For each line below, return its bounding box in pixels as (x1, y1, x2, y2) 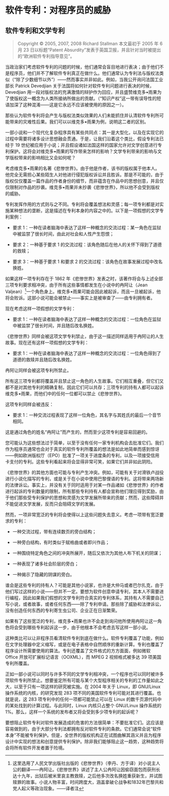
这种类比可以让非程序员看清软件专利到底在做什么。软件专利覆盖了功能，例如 (5, 635, 164, 641)
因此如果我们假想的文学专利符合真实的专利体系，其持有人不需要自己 (22, 594, 164, 600)
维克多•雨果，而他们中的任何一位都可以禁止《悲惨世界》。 (5, 390, 125, 396)
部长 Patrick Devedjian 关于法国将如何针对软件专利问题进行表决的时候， (5, 83, 154, 89)
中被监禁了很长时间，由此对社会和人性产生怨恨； (12, 231, 114, 237)
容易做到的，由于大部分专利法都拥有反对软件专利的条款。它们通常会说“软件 (5, 725, 162, 731)
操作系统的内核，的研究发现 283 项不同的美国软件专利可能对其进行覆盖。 (5, 690, 157, 696)
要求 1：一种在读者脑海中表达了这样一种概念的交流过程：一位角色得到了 (12, 350, 161, 356)
